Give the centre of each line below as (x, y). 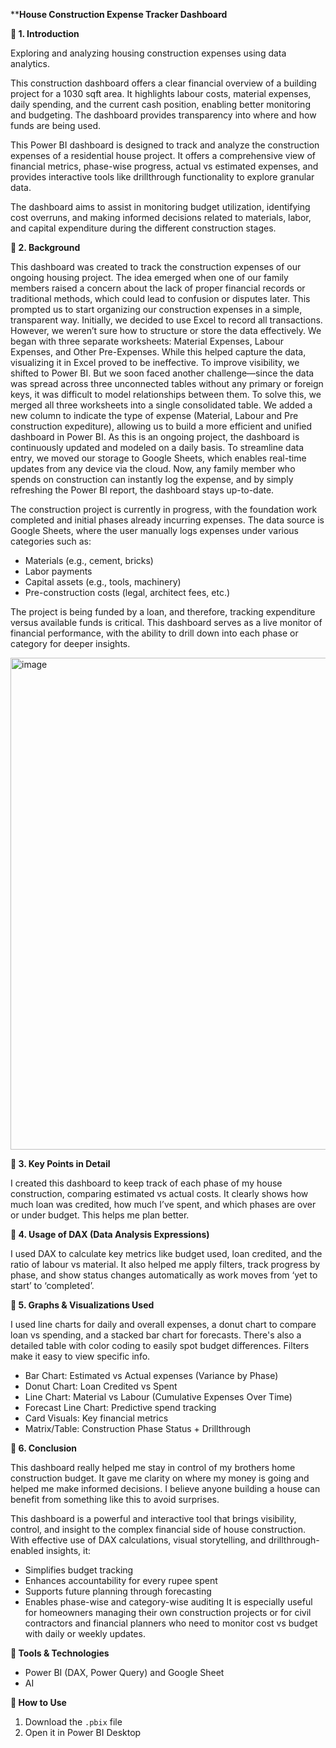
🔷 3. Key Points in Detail (60, 1163)
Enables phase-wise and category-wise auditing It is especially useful (168, 1602)
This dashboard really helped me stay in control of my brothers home (153, 1467)
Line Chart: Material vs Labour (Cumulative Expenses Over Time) (158, 1397)
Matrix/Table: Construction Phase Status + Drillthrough (138, 1428)
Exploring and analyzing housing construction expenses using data (148, 53)
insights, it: (68, 1550)
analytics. (30, 63)
